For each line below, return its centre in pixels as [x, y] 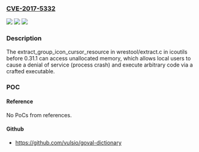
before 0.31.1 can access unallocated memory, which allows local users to [99, 58]
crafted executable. [31, 71]
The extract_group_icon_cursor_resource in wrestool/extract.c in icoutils [97, 52]
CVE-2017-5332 [31, 9]
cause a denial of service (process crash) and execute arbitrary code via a [100, 65]
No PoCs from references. [39, 115]
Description [24, 38]
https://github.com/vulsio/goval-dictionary [68, 142]
